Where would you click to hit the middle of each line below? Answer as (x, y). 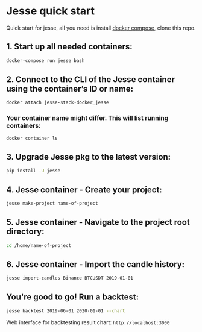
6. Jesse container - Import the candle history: (96, 264)
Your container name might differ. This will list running (87, 118)
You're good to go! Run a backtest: (73, 297)
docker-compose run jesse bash (46, 61)
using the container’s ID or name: (70, 89)
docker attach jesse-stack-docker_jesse (58, 103)
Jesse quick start (51, 11)
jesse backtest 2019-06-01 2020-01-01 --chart (66, 311)
